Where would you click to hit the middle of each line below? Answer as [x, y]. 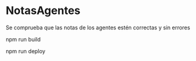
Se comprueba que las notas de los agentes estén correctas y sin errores [98, 27]
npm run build [23, 39]
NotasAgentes [43, 11]
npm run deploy [26, 51]
